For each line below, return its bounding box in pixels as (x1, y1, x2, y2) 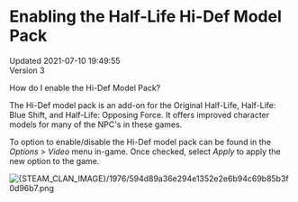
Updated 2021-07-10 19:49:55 (9, 55, 121, 66)
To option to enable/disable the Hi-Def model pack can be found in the (9, 136, 272, 147)
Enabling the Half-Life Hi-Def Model (9, 6, 282, 27)
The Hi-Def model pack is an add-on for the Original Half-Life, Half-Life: (9, 99, 276, 110)
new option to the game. (9, 155, 100, 166)
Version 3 (9, 65, 45, 76)
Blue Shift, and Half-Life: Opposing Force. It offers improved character (9, 109, 270, 120)
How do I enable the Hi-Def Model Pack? (9, 82, 161, 93)
